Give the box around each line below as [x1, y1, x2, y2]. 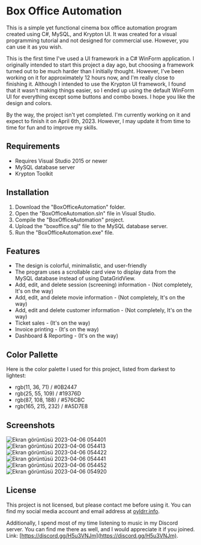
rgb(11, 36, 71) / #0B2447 [14, 384, 77, 391]
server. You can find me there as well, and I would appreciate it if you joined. [6, 525, 195, 532]
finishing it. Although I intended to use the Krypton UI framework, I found [6, 80, 186, 88]
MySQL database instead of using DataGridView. [14, 275, 136, 282]
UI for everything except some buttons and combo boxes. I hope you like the [6, 93, 196, 100]
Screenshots [6, 420, 55, 430]
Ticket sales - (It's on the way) [14, 319, 91, 327]
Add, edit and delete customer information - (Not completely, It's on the [14, 307, 192, 314]
